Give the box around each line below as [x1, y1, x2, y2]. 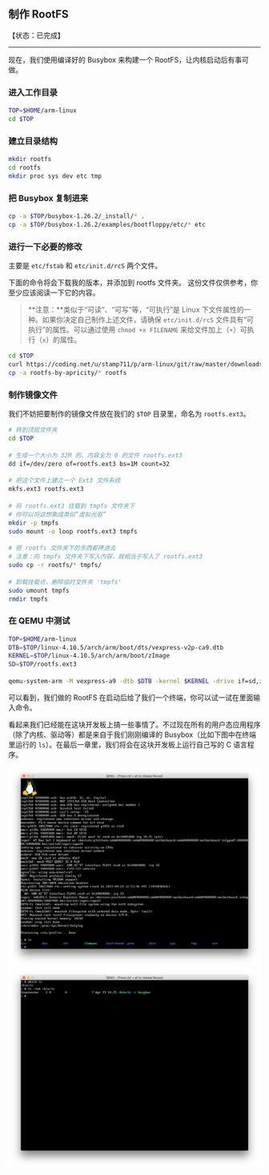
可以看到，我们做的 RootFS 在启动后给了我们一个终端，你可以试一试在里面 [8, 692, 254, 702]
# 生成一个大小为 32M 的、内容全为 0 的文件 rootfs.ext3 [8, 451, 183, 459]
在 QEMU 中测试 [8, 615, 70, 626]
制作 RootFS [8, 7, 70, 22]
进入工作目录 [8, 87, 58, 98]
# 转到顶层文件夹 [8, 426, 58, 434]
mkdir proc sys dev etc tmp [8, 171, 102, 180]
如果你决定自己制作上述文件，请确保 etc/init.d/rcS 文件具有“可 [42, 315, 255, 324]
